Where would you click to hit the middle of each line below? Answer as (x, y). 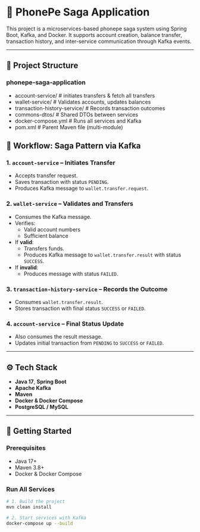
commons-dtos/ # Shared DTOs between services (76, 114)
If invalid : (26, 267)
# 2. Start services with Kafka (46, 518)
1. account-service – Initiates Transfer (61, 162)
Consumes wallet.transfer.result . (59, 302)
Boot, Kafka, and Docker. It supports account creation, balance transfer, (94, 35)
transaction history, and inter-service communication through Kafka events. (99, 41)
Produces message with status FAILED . (71, 274)
